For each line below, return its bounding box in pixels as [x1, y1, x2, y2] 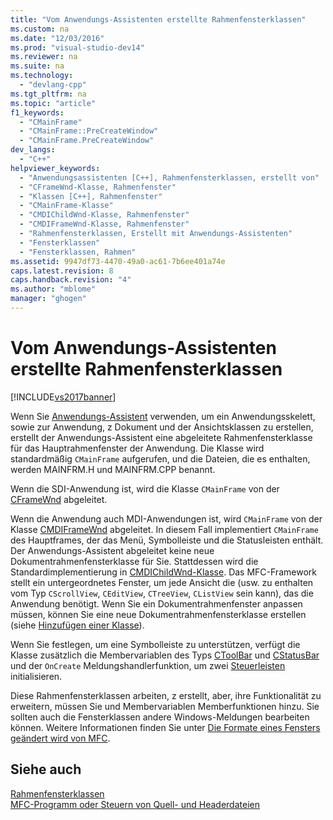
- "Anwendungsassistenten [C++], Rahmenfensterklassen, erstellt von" [19, 172, 320, 183]
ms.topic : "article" [10, 98, 97, 108]
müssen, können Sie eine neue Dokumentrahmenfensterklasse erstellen [10, 608, 307, 620]
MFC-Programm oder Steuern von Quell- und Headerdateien [10, 798, 260, 810]
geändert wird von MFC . [10, 732, 111, 744]
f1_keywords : [10, 107, 65, 118]
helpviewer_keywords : [10, 163, 101, 173]
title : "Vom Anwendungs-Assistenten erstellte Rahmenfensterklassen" [10, 14, 307, 25]
